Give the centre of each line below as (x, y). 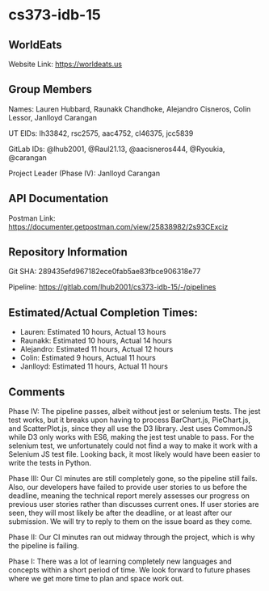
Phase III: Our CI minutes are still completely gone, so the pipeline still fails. (133, 479)
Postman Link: (32, 218)
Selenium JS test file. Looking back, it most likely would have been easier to (134, 454)
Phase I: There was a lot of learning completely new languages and (120, 561)
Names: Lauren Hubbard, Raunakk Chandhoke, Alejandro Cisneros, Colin (130, 109)
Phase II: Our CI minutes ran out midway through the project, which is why (132, 537)
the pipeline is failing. (44, 546)
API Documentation (59, 198)
